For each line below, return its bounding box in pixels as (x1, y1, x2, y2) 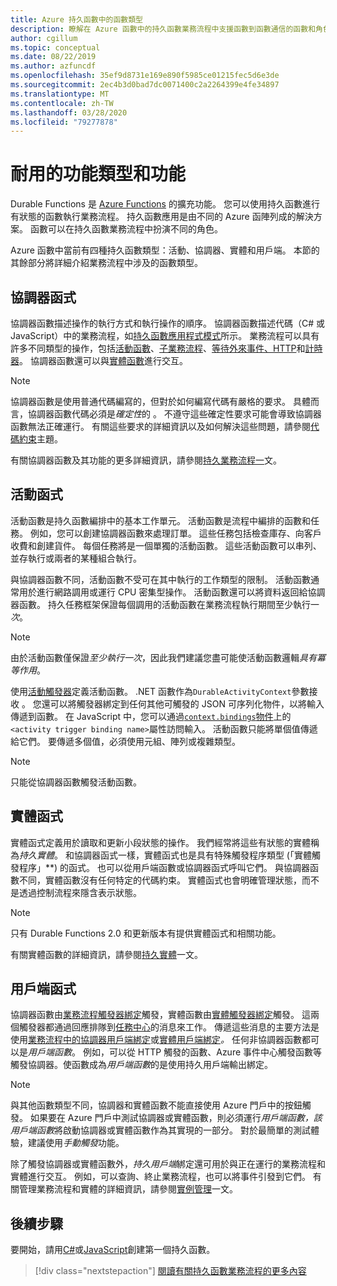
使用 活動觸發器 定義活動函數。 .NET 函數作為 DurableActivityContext (10, 685, 292, 697)
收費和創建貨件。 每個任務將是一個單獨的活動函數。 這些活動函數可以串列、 (10, 539, 322, 551)
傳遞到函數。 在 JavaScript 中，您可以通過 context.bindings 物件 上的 (10, 710, 292, 722)
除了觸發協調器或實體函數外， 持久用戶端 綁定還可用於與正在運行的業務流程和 (10, 1158, 326, 1170)
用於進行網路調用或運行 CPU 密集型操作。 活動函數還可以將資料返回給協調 (18, 586, 326, 598)
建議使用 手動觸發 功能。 (27, 1137, 125, 1149)
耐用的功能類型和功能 (10, 163, 187, 186)
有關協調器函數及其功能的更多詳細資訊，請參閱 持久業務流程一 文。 (10, 454, 282, 466)
